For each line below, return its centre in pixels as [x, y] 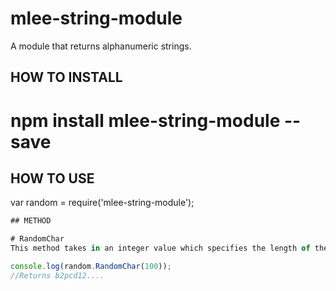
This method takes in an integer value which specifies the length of [160, 248]
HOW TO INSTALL [66, 77]
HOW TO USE [52, 178]
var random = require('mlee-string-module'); [102, 203]
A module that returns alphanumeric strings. [101, 46]
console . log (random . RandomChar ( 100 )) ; [91, 266]
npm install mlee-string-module [145, 120]
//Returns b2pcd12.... [57, 275]
